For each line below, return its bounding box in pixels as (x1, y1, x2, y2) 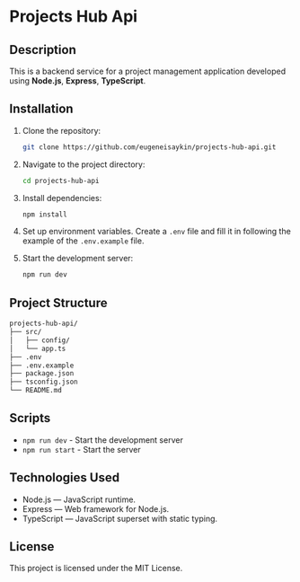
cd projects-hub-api (22, 176, 100, 185)
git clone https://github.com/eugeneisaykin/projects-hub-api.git (22, 142, 277, 152)
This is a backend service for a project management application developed (9, 66, 286, 76)
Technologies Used (9, 470, 119, 486)
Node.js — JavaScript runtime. (22, 494, 137, 505)
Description (9, 42, 76, 57)
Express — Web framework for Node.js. (22, 503, 170, 514)
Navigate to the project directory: (22, 159, 146, 170)
